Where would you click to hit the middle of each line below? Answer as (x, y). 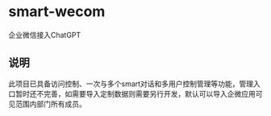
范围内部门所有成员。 (50, 104)
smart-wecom (57, 12)
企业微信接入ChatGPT (45, 35)
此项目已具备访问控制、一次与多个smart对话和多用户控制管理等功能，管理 (131, 84)
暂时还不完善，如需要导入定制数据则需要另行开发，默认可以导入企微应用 (135, 93)
